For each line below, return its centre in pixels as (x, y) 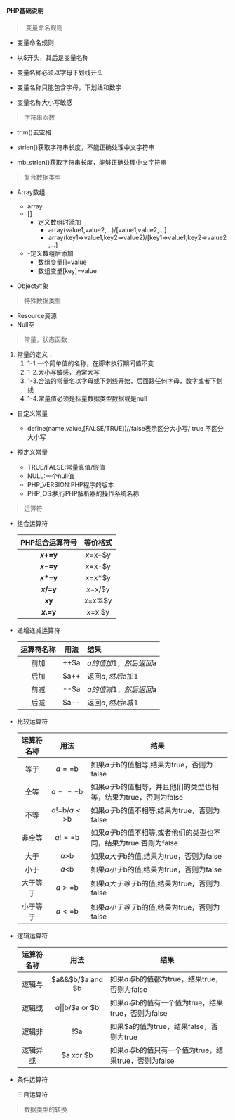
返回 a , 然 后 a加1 (113, 677)
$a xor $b (77, 1055)
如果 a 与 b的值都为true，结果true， (166, 979)
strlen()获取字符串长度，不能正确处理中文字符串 (86, 147)
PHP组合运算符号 (49, 543)
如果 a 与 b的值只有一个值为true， (163, 1050)
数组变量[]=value (62, 262)
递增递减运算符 (38, 631)
